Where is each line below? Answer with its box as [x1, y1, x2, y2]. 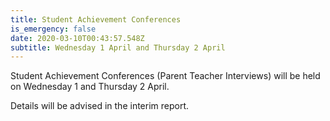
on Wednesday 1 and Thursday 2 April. [10, 81, 170, 93]
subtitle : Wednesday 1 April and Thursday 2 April [10, 42, 226, 53]
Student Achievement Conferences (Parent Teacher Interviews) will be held [10, 70, 321, 82]
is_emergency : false [10, 24, 97, 34]
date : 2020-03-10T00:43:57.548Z [10, 33, 145, 43]
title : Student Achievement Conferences [10, 14, 182, 25]
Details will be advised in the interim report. [10, 100, 190, 112]
